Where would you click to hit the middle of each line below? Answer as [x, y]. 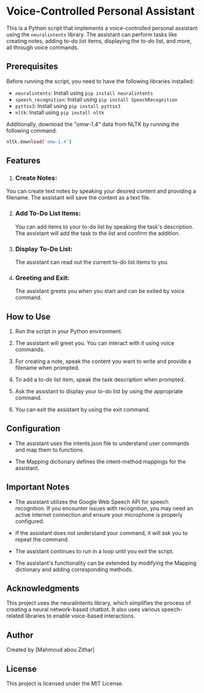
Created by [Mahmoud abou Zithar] [51, 650]
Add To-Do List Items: [48, 213]
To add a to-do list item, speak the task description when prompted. [100, 380]
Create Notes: [36, 178]
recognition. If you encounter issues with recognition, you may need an [104, 508]
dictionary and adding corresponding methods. [74, 569]
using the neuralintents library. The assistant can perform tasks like [92, 34]
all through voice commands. [42, 47]
